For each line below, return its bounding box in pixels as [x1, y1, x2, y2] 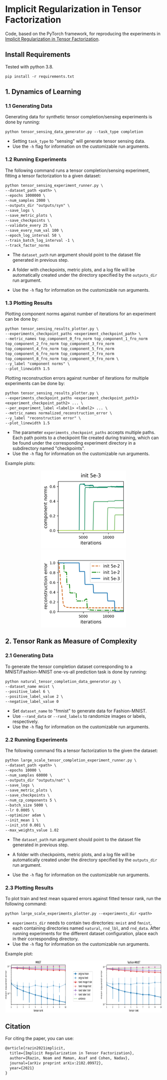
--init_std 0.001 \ [5, 823, 46, 828]
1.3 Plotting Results [5, 299, 53, 306]
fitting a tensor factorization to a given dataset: [5, 172, 101, 178]
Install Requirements [5, 50, 71, 59]
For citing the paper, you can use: [5, 1036, 74, 1042]
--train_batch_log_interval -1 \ [5, 238, 75, 243]
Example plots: [5, 461, 36, 467]
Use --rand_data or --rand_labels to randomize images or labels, [12, 713, 147, 719]
